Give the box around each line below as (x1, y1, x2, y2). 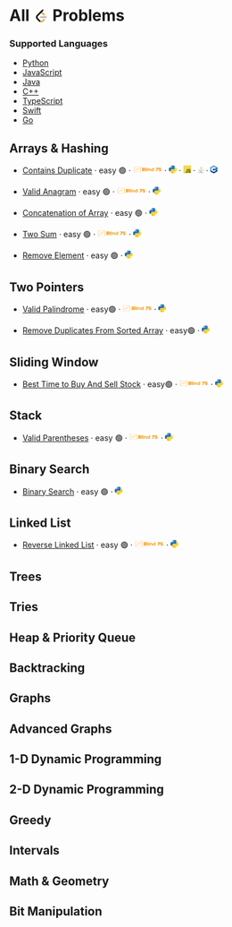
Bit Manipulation (9, 904, 103, 919)
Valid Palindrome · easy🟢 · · (21, 304, 157, 314)
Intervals (9, 843, 60, 858)
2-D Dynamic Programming (9, 782, 165, 797)
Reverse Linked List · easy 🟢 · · (21, 539, 170, 551)
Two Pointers (9, 279, 85, 295)
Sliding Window (9, 355, 99, 370)
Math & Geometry (9, 873, 110, 888)
